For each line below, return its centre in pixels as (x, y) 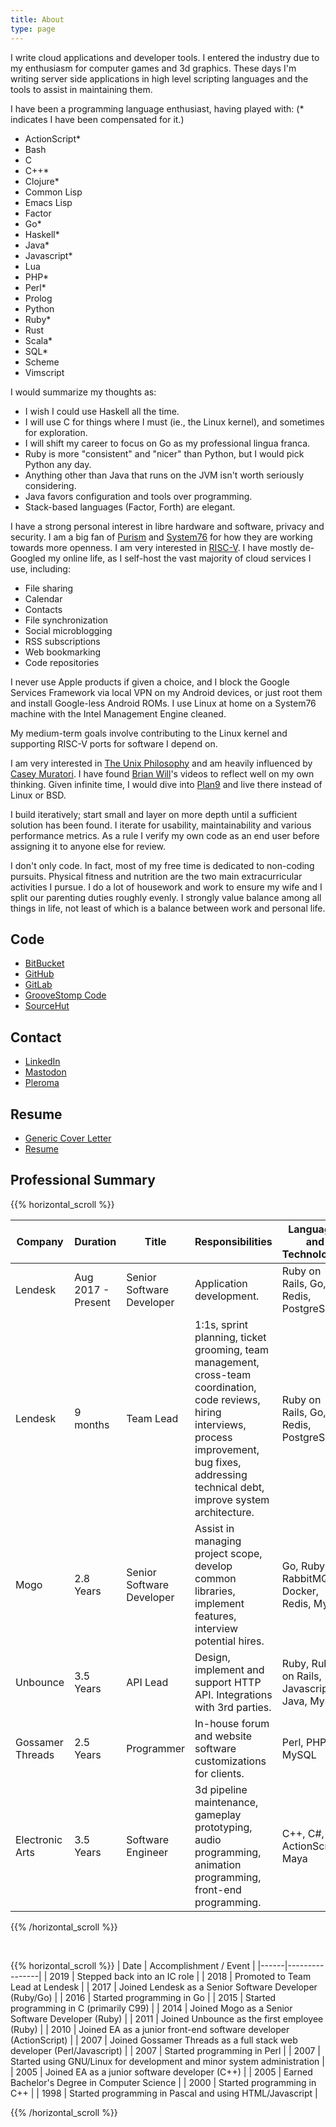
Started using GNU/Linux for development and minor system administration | (167, 2061)
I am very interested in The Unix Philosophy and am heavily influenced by (161, 763)
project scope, (228, 1553)
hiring (208, 1412)
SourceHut (47, 1006)
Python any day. (58, 464)
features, (215, 1616)
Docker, (300, 1591)
